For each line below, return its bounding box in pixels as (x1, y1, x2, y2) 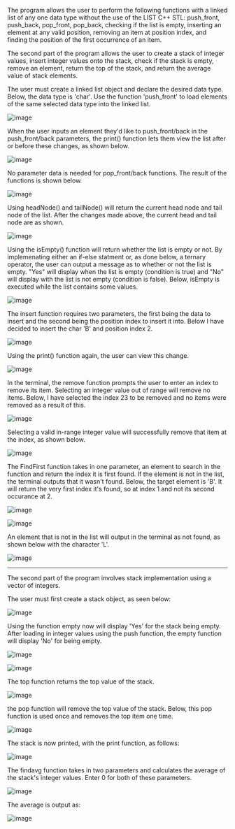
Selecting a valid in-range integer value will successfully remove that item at (7, 428, 227, 436)
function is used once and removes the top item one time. (7, 712, 173, 720)
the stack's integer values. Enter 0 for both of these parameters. (7, 774, 192, 781)
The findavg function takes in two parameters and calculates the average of (7, 766, 226, 774)
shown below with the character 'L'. (7, 540, 110, 548)
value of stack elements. (7, 71, 78, 80)
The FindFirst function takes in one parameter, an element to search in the (7, 463, 221, 470)
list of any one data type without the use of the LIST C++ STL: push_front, (7, 13, 220, 22)
